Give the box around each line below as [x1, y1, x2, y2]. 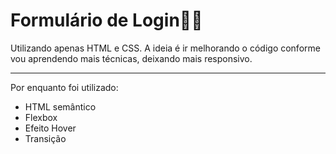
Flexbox [24, 111, 58, 123]
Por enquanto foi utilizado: [10, 81, 119, 93]
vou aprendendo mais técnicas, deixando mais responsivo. [10, 52, 253, 64]
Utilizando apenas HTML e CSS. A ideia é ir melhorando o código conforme [10, 42, 321, 54]
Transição [24, 132, 67, 144]
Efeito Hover [24, 122, 77, 134]
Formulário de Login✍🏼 [10, 9, 203, 32]
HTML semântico [24, 100, 97, 113]
